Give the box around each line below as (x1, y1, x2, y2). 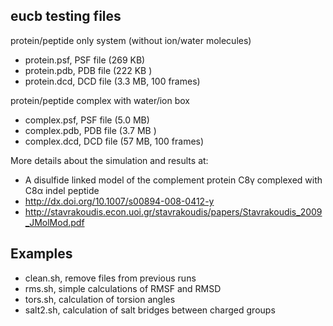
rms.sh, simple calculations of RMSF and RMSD (24, 282, 222, 294)
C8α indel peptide (24, 184, 100, 196)
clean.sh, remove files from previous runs (24, 272, 197, 284)
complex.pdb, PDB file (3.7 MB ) (24, 124, 157, 136)
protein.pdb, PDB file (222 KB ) (24, 64, 153, 76)
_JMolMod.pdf (24, 216, 85, 228)
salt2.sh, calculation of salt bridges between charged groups (24, 304, 276, 316)
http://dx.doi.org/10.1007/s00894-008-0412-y (24, 195, 215, 207)
